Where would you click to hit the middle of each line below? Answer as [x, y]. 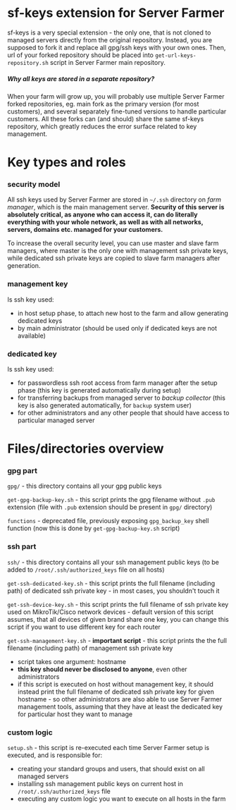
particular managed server [56, 420]
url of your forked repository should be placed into [80, 55]
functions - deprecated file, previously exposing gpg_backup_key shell [108, 521]
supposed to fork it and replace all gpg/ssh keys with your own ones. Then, [117, 47]
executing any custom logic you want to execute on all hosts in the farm [122, 799]
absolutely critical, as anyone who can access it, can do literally [103, 215]
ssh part [22, 546]
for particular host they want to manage [75, 714]
